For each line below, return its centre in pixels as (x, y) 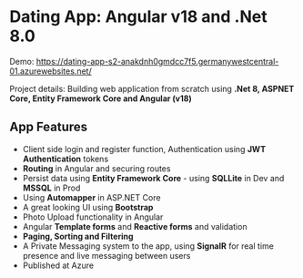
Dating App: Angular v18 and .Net (138, 17)
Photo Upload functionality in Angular (93, 217)
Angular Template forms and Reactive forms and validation (135, 226)
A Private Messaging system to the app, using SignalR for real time (148, 246)
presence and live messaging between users (106, 255)
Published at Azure (58, 265)
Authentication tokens (66, 159)
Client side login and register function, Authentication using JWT (144, 149)
